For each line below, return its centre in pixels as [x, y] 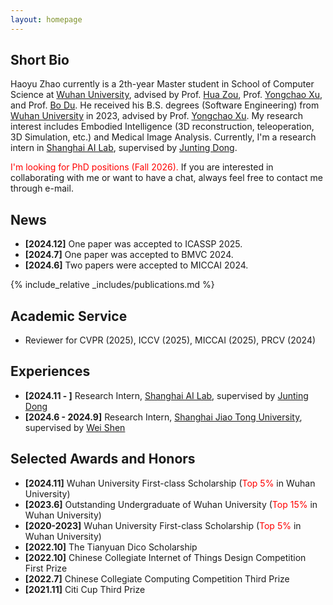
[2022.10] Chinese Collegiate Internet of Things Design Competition [165, 557]
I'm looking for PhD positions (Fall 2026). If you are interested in [142, 167]
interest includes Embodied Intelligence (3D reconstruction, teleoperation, [162, 127]
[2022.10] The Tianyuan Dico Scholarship [111, 547]
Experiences [50, 371]
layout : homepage [46, 19]
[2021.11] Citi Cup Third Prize [85, 589]
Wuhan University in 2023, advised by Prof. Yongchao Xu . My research [156, 116]
